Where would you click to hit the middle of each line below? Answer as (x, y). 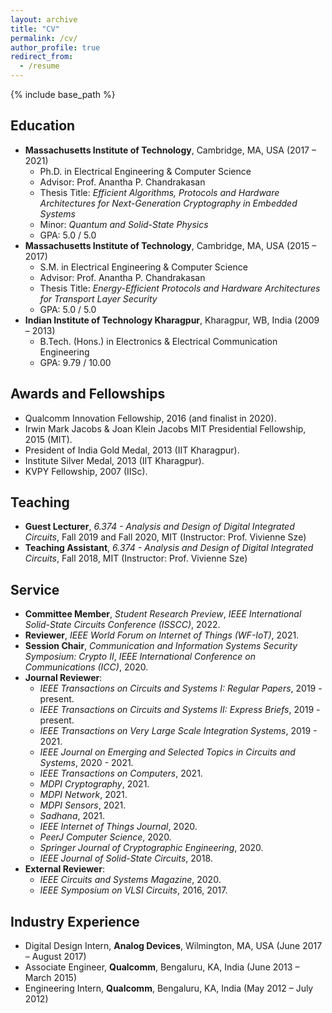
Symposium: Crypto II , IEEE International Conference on (140, 657)
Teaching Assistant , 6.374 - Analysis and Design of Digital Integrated (169, 548)
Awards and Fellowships (88, 394)
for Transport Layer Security (98, 298)
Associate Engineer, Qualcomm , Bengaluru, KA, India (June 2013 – (162, 967)
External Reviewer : (64, 869)
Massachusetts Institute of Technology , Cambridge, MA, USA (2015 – (170, 245)
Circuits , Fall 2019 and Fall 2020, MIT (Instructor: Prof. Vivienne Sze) (165, 537)
